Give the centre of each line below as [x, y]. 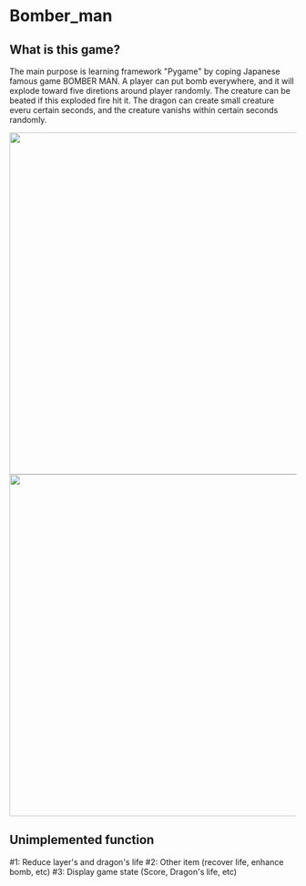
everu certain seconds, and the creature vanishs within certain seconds [144, 110]
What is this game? [65, 50]
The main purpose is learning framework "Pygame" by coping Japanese [145, 71]
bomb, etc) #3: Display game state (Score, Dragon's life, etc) [123, 871]
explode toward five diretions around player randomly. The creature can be [150, 91]
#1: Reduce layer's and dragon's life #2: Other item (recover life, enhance [147, 861]
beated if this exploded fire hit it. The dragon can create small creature [142, 100]
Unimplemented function [82, 840]
